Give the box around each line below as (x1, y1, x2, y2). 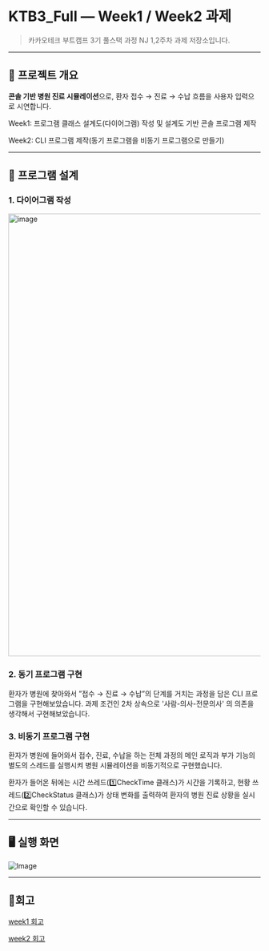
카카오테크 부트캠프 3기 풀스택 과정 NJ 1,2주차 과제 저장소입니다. (27, 35, 231, 45)
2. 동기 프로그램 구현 (8, 669, 82, 680)
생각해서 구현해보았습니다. (8, 708, 90, 718)
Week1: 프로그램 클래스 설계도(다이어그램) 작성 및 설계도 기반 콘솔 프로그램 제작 (8, 118, 257, 128)
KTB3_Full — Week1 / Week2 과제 (8, 7, 232, 26)
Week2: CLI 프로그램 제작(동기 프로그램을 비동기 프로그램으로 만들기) (8, 135, 225, 145)
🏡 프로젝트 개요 (8, 69, 78, 83)
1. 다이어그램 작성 (8, 195, 72, 206)
